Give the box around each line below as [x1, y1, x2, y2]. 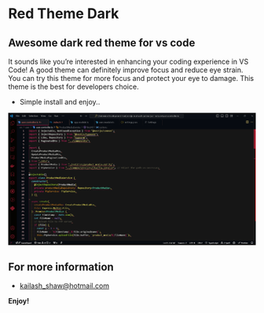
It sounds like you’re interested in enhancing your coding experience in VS [8, 57, 249, 66]
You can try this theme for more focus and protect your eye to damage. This [8, 74, 254, 83]
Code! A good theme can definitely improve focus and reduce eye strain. [8, 65, 244, 75]
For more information [8, 260, 114, 274]
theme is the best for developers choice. [8, 82, 139, 91]
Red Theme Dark [8, 5, 119, 23]
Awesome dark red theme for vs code [8, 36, 196, 50]
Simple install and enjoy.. [19, 98, 101, 106]
